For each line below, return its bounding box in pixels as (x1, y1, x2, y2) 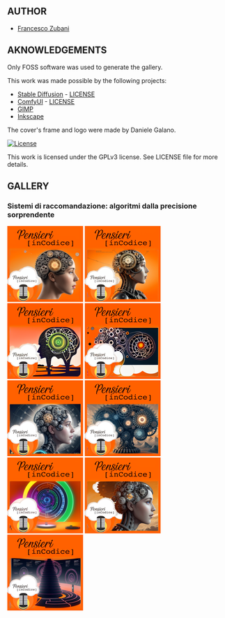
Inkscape (17, 112, 44, 121)
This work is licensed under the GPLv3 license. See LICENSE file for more (7, 153, 218, 161)
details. (7, 160, 29, 168)
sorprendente (7, 209, 55, 219)
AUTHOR (7, 6, 47, 17)
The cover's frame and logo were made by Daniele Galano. (7, 126, 176, 134)
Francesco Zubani (17, 24, 70, 32)
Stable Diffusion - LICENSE (17, 90, 95, 98)
